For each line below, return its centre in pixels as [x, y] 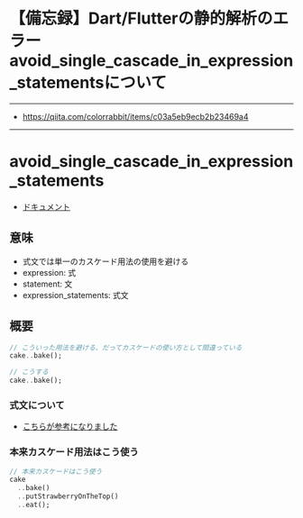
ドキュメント [46, 206]
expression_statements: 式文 [75, 295]
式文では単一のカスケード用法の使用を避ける [106, 261]
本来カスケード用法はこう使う [74, 452]
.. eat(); [34, 505]
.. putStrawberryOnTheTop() [68, 496]
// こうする [29, 372]
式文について [37, 404]
